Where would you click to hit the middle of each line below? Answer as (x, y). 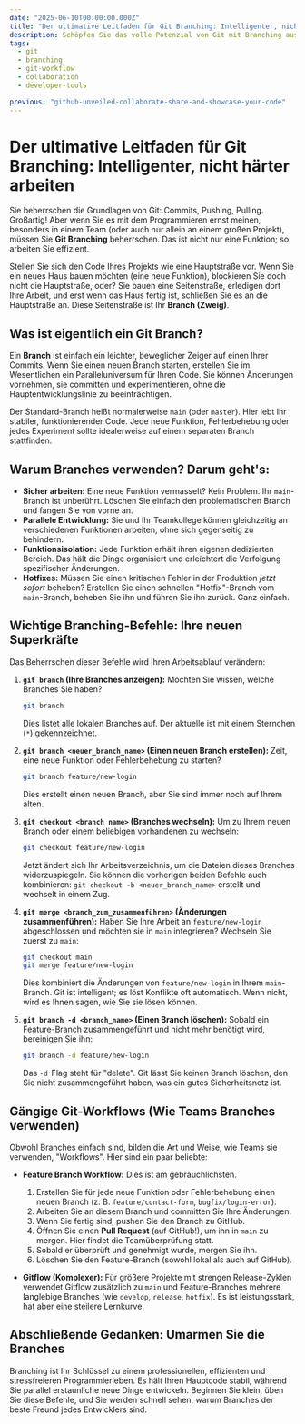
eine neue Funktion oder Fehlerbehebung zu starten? (122, 760)
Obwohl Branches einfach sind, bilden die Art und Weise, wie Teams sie (143, 1147)
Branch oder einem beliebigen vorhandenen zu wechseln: (130, 831)
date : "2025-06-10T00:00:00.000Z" (75, 18)
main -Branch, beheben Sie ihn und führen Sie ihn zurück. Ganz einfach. (156, 598)
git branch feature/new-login (80, 776)
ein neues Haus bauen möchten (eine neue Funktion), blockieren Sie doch (148, 276)
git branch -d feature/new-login (86, 1056)
